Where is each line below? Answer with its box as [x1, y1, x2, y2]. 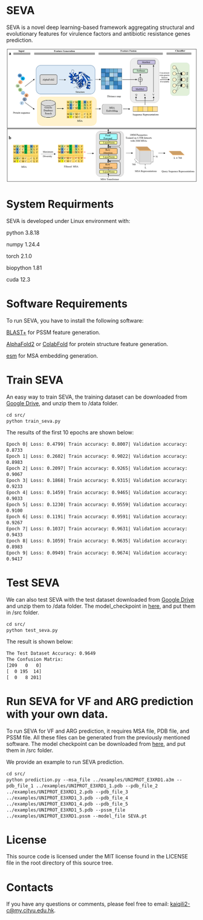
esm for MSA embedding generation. [6, 352, 98, 359]
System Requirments [6, 198, 114, 211]
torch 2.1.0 [6, 252, 32, 260]
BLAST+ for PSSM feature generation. [6, 329, 101, 336]
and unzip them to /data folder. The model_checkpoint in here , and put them [6, 602, 196, 610]
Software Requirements [6, 297, 128, 310]
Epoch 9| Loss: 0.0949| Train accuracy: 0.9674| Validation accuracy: [6, 550, 188, 556]
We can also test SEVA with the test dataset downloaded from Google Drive [6, 596, 195, 603]
